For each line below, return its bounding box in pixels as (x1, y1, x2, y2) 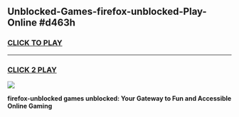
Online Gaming (7, 101, 53, 110)
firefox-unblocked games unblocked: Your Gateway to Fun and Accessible (7, 94, 232, 102)
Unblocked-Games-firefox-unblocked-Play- (7, 6, 208, 18)
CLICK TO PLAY (7, 38, 63, 48)
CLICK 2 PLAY (7, 65, 57, 74)
